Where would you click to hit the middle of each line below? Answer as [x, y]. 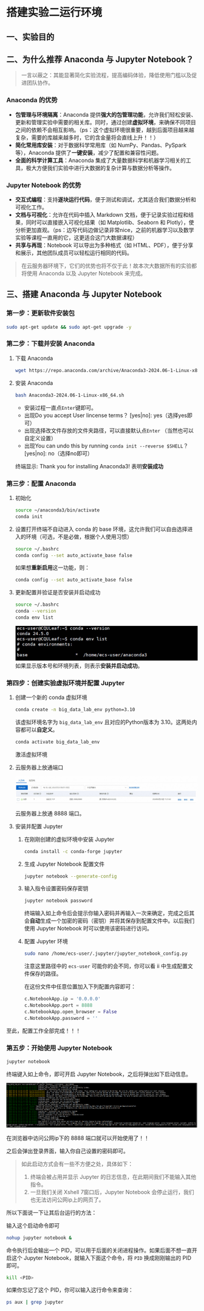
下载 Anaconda [34, 358]
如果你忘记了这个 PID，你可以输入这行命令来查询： [70, 1290]
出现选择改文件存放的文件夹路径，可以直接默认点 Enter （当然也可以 [109, 431]
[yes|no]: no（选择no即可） [58, 453]
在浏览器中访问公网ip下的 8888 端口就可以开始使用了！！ [78, 1138]
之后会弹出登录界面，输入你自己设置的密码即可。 [67, 1151]
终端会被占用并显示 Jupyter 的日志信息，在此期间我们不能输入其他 [113, 1176]
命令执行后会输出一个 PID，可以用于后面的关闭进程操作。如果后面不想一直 [99, 1250]
